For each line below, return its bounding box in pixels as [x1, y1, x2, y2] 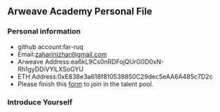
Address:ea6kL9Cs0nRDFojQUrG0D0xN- [44, 57, 164, 66]
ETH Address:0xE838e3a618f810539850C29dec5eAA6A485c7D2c [17, 72, 213, 80]
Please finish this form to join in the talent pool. [17, 80, 154, 88]
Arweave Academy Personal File [7, 6, 153, 17]
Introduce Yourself [7, 97, 72, 107]
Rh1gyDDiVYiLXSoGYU [17, 64, 84, 73]
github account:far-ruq [17, 42, 84, 51]
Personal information [7, 27, 81, 36]
